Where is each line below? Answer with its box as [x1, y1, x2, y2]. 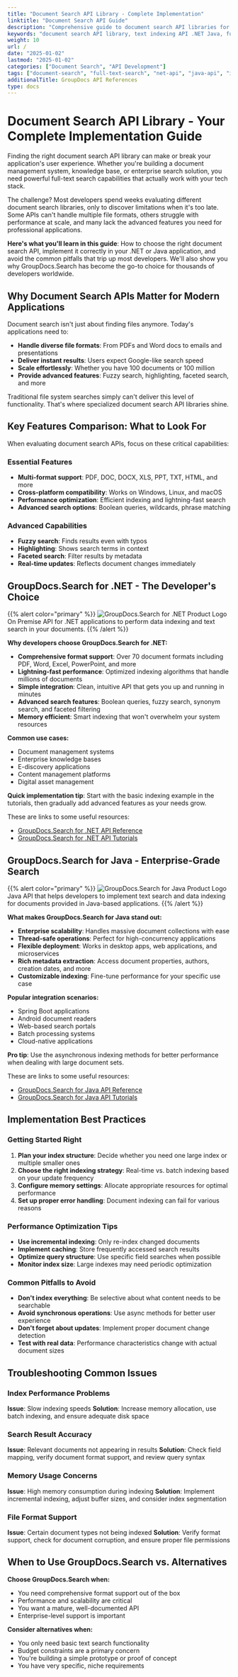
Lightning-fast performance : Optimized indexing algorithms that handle [17, 667, 229, 676]
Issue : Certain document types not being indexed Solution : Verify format [7, 1528, 221, 1537]
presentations [17, 348, 58, 357]
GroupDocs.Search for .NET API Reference [17, 826, 143, 835]
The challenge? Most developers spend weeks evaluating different [7, 195, 202, 204]
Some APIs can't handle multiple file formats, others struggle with [7, 210, 199, 220]
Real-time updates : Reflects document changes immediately [17, 559, 196, 568]
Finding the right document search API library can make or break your [7, 152, 211, 160]
